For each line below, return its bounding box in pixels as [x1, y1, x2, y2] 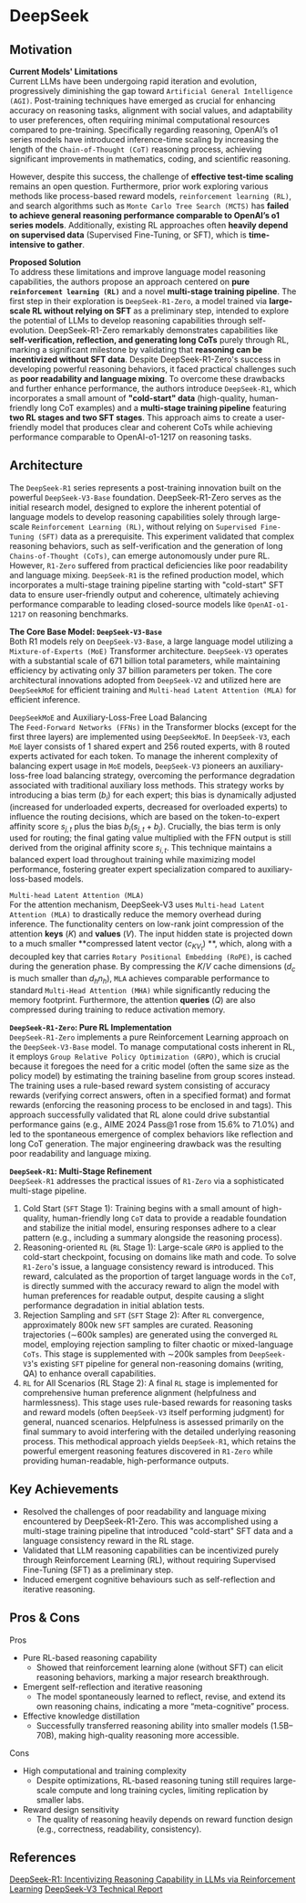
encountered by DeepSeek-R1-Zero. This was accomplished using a [22, 1516, 279, 1527]
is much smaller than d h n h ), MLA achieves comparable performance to [9, 973, 270, 986]
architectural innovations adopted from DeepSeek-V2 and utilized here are [9, 674, 281, 685]
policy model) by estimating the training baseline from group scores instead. [9, 1070, 296, 1081]
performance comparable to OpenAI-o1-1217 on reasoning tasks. [9, 431, 252, 442]
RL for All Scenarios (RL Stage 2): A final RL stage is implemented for [22, 1377, 279, 1389]
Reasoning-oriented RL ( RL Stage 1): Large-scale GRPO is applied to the [22, 1242, 284, 1253]
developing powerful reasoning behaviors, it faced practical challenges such [9, 364, 297, 375]
